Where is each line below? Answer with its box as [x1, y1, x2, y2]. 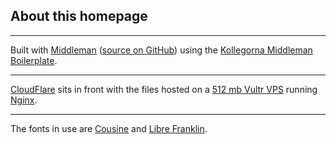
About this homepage [10, 8, 148, 25]
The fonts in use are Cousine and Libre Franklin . [10, 122, 208, 134]
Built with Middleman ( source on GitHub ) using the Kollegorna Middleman [10, 44, 313, 56]
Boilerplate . [10, 54, 58, 66]
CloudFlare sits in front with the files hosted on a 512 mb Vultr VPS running [10, 83, 318, 95]
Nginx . [10, 94, 38, 106]
